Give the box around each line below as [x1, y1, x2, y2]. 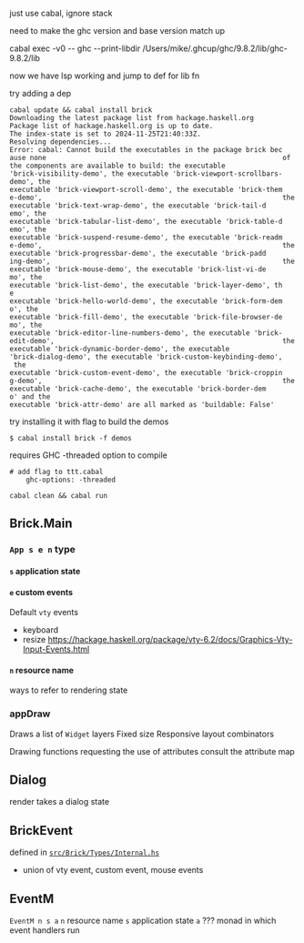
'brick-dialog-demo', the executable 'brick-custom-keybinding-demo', [9, 352, 283, 361]
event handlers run [9, 925, 80, 936]
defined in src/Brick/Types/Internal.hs [9, 847, 160, 858]
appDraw [9, 707, 51, 720]
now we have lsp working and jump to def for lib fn [9, 70, 200, 81]
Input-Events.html [22, 644, 90, 654]
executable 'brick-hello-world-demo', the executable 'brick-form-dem [9, 297, 283, 306]
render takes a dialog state [9, 796, 110, 807]
